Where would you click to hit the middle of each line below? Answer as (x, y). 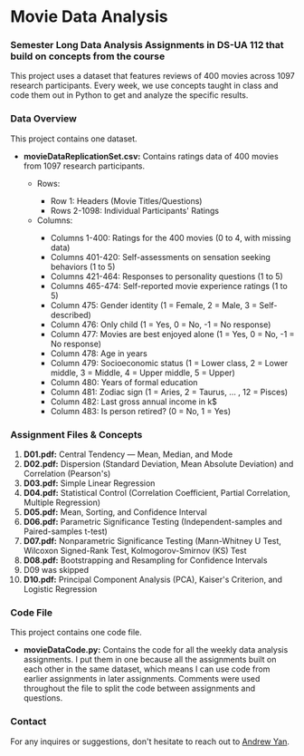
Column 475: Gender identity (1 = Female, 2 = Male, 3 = (154, 305)
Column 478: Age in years (99, 353)
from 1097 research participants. (84, 166)
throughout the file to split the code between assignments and (139, 688)
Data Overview (44, 119)
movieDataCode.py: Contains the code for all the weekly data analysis (156, 650)
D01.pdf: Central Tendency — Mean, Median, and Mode (128, 454)
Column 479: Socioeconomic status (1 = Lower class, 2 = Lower (169, 363)
